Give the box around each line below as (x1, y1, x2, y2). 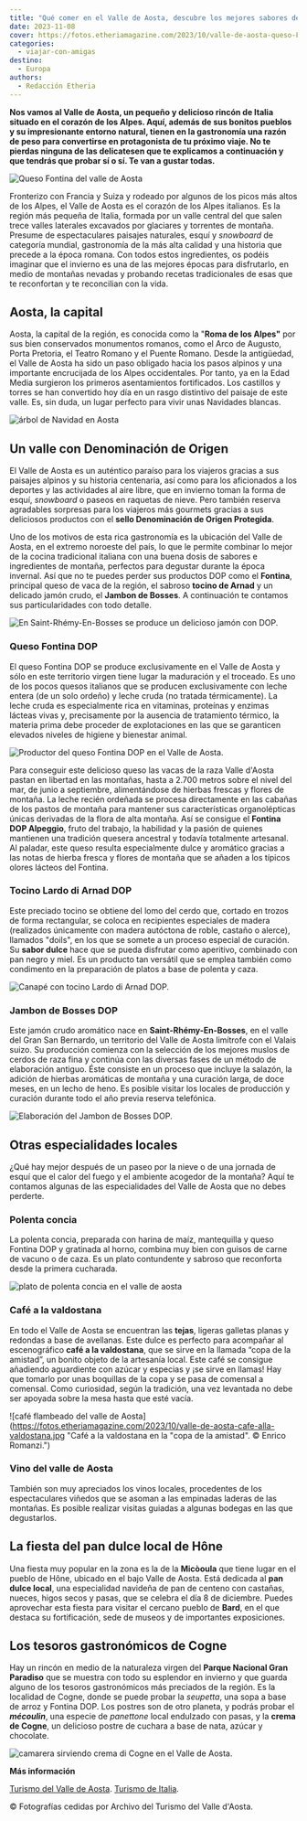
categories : (9, 38, 55, 48)
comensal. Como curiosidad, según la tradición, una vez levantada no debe (9, 1383, 293, 1394)
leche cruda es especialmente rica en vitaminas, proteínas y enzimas (9, 700, 270, 711)
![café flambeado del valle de (9, 1410, 120, 1421)
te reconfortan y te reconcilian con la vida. (9, 278, 169, 289)
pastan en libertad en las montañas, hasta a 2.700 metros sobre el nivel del (9, 774, 292, 785)
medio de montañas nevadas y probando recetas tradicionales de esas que (9, 268, 293, 279)
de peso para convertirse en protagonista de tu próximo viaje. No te (9, 135, 271, 146)
